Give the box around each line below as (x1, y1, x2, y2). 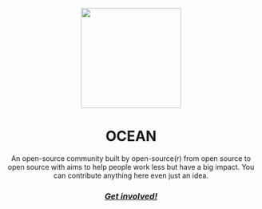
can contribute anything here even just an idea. (54, 171, 208, 180)
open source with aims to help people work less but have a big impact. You (7, 162, 255, 171)
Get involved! (104, 191, 158, 202)
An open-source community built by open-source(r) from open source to (11, 153, 251, 163)
